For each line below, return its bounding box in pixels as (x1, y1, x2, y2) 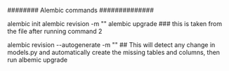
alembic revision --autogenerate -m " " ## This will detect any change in (7, 41, 216, 49)
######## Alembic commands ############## (7, 6, 155, 14)
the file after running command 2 (7, 27, 103, 35)
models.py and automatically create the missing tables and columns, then (7, 49, 220, 56)
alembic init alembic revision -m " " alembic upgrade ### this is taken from (7, 20, 223, 27)
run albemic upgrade (7, 56, 68, 64)
